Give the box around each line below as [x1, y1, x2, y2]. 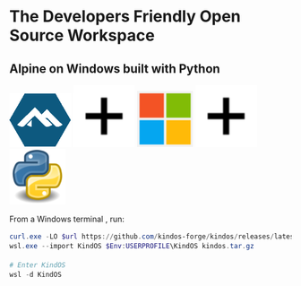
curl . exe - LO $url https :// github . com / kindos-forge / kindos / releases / [9, 232, 275, 241]
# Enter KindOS [9, 260, 66, 270]
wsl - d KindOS [9, 270, 63, 279]
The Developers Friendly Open [9, 6, 242, 27]
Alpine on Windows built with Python [9, 61, 221, 76]
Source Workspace [9, 25, 155, 46]
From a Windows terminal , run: [9, 213, 125, 224]
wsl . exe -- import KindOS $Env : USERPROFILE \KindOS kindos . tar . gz [9, 241, 254, 250]
